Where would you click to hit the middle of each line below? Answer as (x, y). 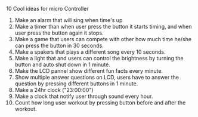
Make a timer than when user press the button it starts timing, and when (103, 27)
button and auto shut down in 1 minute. (62, 64)
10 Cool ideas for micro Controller (47, 9)
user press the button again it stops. (59, 33)
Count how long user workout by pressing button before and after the (100, 103)
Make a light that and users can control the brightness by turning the (99, 58)
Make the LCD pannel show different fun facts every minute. (89, 71)
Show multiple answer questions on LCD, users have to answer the (97, 77)
